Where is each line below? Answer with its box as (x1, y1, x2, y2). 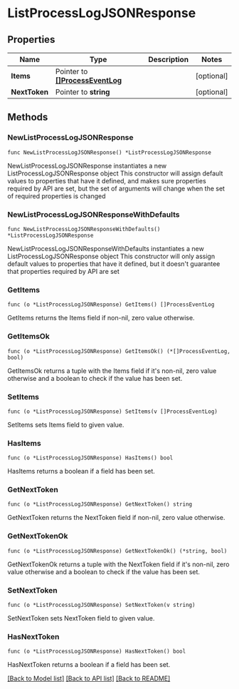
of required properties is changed (7, 191, 106, 200)
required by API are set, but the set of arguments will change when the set (7, 184, 225, 193)
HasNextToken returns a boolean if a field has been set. (7, 660, 171, 669)
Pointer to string (55, 87, 110, 97)
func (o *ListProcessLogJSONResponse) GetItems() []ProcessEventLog (7, 301, 215, 308)
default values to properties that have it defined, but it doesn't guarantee (7, 259, 221, 268)
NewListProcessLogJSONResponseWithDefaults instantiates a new (7, 244, 204, 252)
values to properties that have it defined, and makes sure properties (7, 176, 206, 185)
